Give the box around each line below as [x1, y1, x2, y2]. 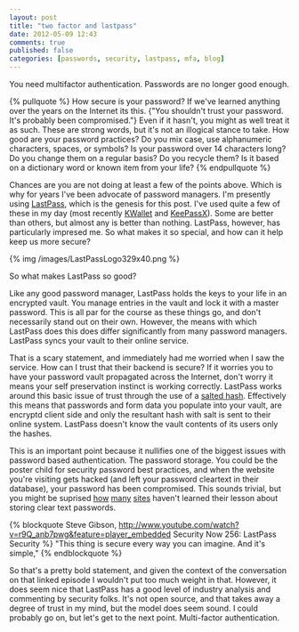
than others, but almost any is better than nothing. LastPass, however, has [9, 217, 280, 228]
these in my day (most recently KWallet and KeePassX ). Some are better [9, 208, 274, 218]
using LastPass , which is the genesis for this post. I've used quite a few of [9, 199, 280, 209]
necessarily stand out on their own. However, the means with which [9, 317, 258, 327]
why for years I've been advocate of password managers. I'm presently [9, 189, 271, 199]
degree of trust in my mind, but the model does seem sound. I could [9, 603, 258, 613]
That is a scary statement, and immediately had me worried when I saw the [9, 352, 285, 363]
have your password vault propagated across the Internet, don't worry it [9, 371, 274, 382]
